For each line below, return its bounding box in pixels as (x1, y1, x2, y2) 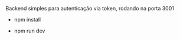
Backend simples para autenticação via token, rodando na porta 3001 (5, 5, 175, 12)
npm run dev (14, 27, 45, 34)
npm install (14, 16, 41, 23)
